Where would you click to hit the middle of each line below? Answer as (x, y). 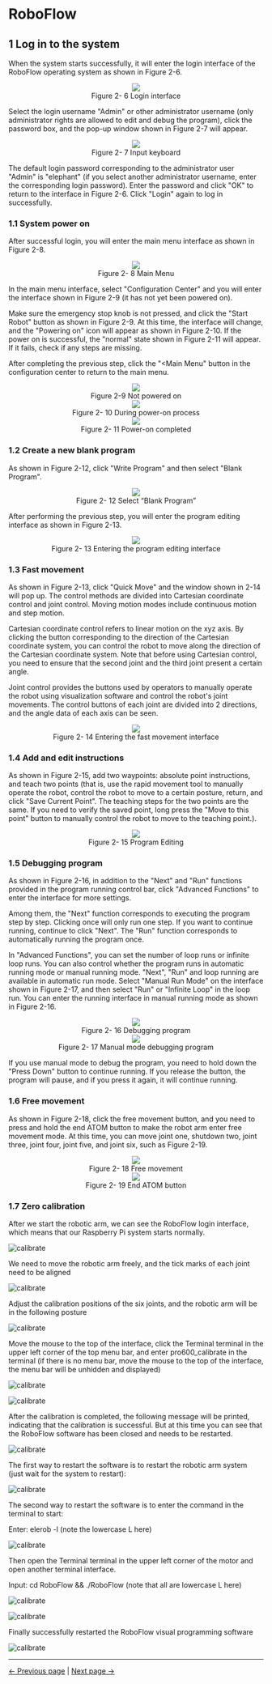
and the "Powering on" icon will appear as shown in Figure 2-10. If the (125, 331)
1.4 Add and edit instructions (66, 758)
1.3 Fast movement (47, 569)
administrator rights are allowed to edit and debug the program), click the (130, 120)
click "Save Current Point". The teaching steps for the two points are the (129, 802)
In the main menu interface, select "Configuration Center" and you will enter (135, 289)
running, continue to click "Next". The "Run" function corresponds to (123, 931)
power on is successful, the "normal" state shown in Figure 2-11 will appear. (135, 339)
